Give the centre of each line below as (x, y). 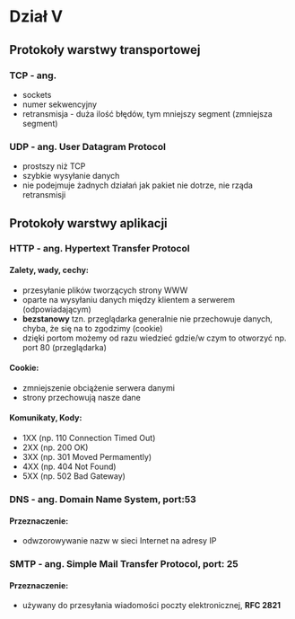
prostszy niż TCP (54, 166)
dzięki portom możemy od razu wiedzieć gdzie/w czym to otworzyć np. (154, 338)
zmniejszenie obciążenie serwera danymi (98, 387)
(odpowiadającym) (56, 309)
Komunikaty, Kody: (46, 418)
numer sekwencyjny (59, 104)
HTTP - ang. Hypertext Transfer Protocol (100, 249)
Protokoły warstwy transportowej (105, 50)
